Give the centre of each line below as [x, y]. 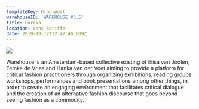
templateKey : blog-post [36, 12]
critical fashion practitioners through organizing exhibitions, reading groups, [99, 74]
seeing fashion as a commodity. [45, 100]
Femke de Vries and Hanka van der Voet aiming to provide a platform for [95, 68]
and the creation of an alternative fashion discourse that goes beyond [92, 94]
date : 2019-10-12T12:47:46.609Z [46, 34]
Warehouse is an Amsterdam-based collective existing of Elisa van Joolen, [98, 62]
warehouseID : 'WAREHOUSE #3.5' [45, 17]
